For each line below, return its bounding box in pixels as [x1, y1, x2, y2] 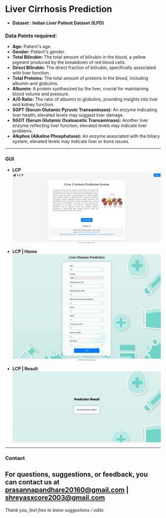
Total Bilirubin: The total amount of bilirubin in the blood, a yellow [12, 54, 146, 60]
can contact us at [5, 478, 60, 486]
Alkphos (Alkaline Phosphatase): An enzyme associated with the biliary [12, 133, 160, 139]
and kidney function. [12, 102, 54, 108]
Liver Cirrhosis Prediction [5, 3, 113, 15]
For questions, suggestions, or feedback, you [5, 470, 148, 478]
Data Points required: [5, 32, 57, 39]
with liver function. [12, 70, 50, 76]
